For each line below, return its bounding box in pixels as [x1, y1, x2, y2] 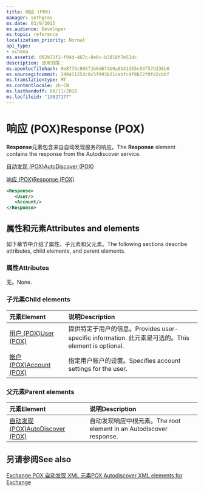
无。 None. [6, 278, 32, 286]
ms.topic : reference [6, 32, 59, 38]
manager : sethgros [6, 15, 53, 21]
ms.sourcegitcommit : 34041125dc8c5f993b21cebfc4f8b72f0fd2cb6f [6, 71, 170, 77]
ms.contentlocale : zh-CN [6, 83, 69, 89]
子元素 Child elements [6, 295, 71, 304]
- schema [6, 49, 29, 55]
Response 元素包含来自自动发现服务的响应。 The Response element [6, 143, 176, 150]
